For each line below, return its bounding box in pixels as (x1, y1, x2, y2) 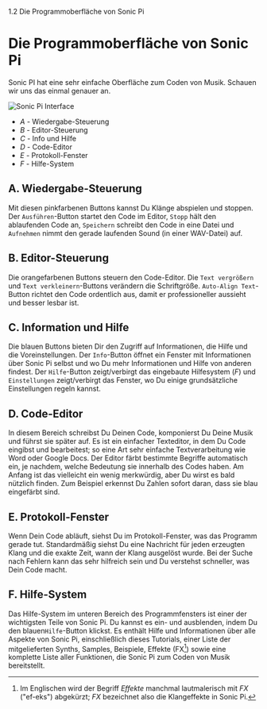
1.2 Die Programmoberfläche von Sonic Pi (8, 7, 145, 16)
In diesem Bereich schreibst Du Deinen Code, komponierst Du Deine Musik (8, 428, 253, 437)
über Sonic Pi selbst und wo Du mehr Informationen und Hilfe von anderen (8, 359, 252, 368)
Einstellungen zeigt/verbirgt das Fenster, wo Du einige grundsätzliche (8, 376, 238, 385)
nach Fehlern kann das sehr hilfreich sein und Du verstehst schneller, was (8, 557, 250, 566)
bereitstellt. (8, 661, 45, 670)
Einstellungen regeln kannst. (8, 384, 101, 394)
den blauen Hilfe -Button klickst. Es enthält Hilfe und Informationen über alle (8, 626, 256, 635)
